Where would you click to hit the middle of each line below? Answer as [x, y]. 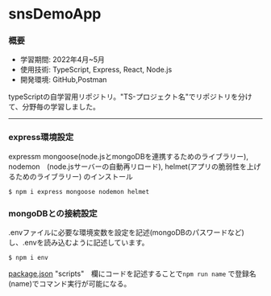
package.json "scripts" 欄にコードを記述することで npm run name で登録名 [132, 273]
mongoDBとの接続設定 [53, 213]
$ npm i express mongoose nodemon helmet [79, 191]
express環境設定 [41, 138]
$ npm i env [28, 258]
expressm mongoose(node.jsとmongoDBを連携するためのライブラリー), [128, 156]
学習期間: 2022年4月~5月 [62, 60]
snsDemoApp [55, 14]
